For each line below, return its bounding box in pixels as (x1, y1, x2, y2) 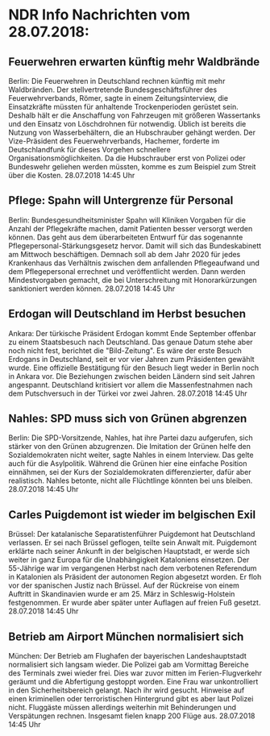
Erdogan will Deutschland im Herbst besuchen (8, 307, 247, 321)
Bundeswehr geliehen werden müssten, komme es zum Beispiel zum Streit (8, 162, 256, 171)
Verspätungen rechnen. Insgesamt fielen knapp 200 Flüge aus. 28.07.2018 (8, 711, 255, 721)
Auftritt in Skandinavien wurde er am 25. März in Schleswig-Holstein (8, 589, 235, 599)
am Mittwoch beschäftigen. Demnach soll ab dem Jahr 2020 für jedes (8, 249, 241, 259)
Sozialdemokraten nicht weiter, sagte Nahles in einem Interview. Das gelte (8, 450, 254, 460)
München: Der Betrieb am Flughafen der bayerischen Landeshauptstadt (8, 651, 247, 661)
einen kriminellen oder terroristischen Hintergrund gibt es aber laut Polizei (8, 694, 254, 704)
